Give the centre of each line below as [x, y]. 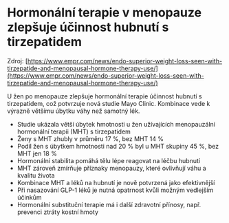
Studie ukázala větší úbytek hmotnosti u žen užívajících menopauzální [116, 124]
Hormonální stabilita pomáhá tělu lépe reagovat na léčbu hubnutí [109, 160]
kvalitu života [36, 175]
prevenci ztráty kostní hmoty [57, 212]
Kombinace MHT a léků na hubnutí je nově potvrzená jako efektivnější [116, 182]
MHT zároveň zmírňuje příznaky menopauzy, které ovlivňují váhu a [111, 168]
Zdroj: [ [18, 61]
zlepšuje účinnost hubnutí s [88, 27]
